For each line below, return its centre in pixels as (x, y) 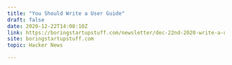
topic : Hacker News (35, 45)
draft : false (26, 20)
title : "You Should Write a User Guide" (66, 13)
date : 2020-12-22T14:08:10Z (48, 26)
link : (15, 32)
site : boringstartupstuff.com (51, 39)
